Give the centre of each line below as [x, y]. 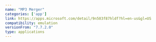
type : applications [25, 32]
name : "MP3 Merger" [25, 9]
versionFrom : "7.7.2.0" [29, 28]
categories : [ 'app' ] [26, 14]
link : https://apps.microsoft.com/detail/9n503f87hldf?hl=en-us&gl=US [78, 18]
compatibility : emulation [31, 23]
